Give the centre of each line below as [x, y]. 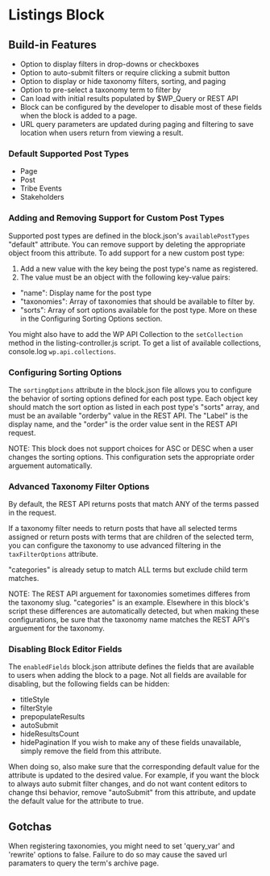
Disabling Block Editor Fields [65, 650]
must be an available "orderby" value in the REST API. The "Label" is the [128, 415]
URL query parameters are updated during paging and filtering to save [137, 124]
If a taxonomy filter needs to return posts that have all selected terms [123, 529]
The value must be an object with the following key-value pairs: [125, 277]
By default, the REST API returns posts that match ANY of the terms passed [134, 504]
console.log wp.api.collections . [62, 351]
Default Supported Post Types [69, 154]
